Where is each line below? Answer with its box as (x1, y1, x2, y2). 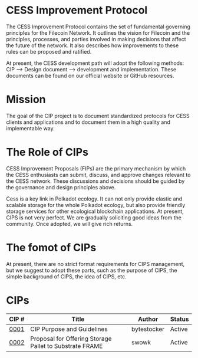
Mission (6, 93, 46, 106)
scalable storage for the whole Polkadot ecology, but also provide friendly (6, 201, 186, 208)
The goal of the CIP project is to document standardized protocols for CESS (6, 112, 190, 119)
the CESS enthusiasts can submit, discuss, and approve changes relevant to (6, 171, 191, 178)
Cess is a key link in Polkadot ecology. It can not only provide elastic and (6, 195, 183, 202)
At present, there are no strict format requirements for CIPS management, (6, 260, 185, 267)
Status (170, 315, 189, 323)
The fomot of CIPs (6, 241, 97, 254)
